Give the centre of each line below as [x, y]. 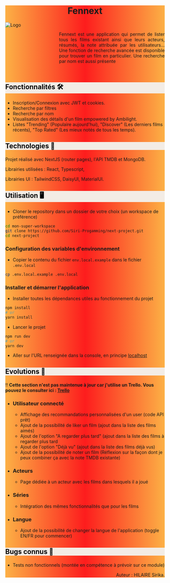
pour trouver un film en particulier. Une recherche [112, 55]
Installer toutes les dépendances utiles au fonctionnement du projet [83, 299]
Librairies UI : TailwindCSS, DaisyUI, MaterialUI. [55, 179]
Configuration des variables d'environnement [62, 249]
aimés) [27, 431]
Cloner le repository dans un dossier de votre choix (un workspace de [86, 211]
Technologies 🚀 [30, 146]
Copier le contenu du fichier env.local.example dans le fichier [77, 260]
